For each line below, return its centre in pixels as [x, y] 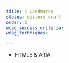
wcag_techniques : [27, 33]
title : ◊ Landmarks [30, 11]
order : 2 [17, 22]
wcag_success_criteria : [35, 28]
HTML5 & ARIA [32, 55]
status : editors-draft [34, 17]
